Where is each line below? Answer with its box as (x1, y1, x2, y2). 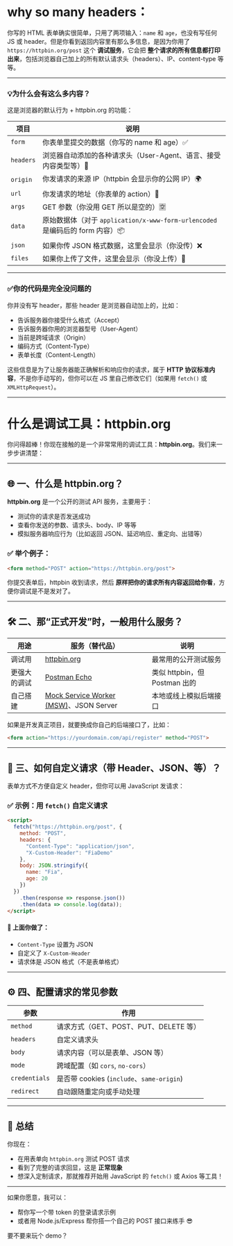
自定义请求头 (56, 1035, 99, 1045)
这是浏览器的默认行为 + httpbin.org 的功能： (7, 106, 133, 115)
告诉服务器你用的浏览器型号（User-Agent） (17, 324, 142, 333)
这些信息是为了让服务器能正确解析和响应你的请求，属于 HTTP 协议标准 (7, 365, 209, 374)
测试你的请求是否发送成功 (17, 513, 91, 521)
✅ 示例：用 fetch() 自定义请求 (7, 801, 108, 811)
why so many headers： (7, 4, 149, 20)
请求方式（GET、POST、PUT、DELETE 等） (56, 1022, 201, 1031)
